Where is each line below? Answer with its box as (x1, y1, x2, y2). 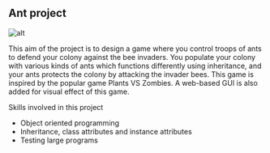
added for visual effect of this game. (8, 87, 130, 96)
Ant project (8, 6, 66, 20)
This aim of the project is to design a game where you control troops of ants (8, 44, 262, 53)
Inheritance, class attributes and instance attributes (19, 126, 192, 136)
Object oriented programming (19, 117, 120, 128)
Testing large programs (19, 135, 99, 145)
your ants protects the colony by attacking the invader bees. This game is (8, 69, 254, 79)
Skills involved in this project (8, 102, 104, 112)
